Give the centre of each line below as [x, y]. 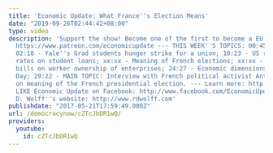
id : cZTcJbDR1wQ [51, 136]
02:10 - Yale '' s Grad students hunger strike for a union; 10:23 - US [138, 53]
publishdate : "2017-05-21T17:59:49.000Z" [80, 106]
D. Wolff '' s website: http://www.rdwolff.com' [96, 99]
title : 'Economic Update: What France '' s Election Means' [108, 16]
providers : [27, 121]
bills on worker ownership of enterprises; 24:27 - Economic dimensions [141, 69]
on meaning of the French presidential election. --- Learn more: [130, 83]
